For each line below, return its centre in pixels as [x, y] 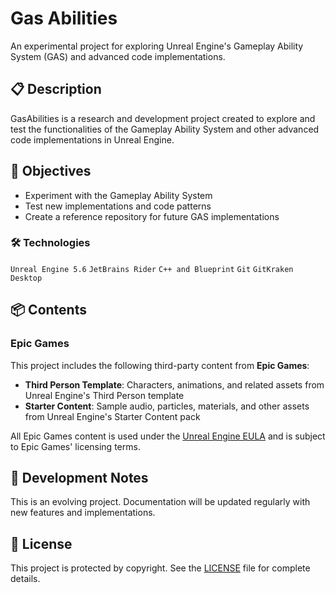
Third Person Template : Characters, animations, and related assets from [174, 384]
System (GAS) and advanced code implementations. [118, 56]
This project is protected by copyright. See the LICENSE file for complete [160, 568]
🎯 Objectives [51, 171]
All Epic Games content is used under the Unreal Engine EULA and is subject [168, 436]
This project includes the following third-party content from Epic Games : [160, 365]
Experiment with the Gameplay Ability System [118, 195]
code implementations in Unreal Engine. [92, 139]
